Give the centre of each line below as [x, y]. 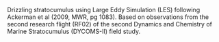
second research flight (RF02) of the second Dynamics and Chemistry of [109, 24]
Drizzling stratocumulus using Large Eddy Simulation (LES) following [104, 10]
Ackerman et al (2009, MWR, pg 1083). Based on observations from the [108, 17]
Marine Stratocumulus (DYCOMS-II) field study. [74, 31]
